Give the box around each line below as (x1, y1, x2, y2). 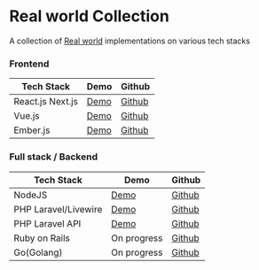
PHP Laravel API (13, 217, 82, 229)
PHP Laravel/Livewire (13, 203, 103, 215)
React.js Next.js (13, 96, 78, 108)
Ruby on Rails (13, 232, 71, 244)
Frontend (9, 58, 50, 70)
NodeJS (13, 189, 48, 201)
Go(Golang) (13, 246, 63, 258)
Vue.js (13, 110, 40, 122)
